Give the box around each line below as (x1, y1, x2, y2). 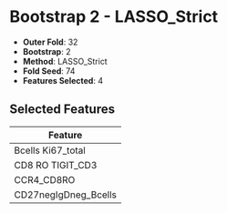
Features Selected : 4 (22, 75, 103, 86)
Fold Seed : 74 (22, 66, 76, 76)
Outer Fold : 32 (22, 36, 78, 47)
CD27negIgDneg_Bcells (14, 188, 117, 201)
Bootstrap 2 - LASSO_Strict (9, 6, 219, 27)
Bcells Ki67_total (14, 144, 87, 157)
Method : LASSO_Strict (22, 56, 108, 66)
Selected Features (9, 102, 116, 117)
